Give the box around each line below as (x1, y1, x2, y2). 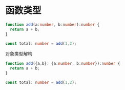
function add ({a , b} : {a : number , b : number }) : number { (5, 61, 120, 66)
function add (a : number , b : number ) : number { (5, 22, 100, 27)
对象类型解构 (5, 51, 32, 57)
